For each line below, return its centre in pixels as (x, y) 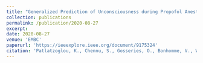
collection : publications (39, 17)
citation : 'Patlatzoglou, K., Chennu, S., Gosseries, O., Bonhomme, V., (100, 51)
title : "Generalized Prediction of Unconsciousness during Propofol (94, 12)
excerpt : (17, 28)
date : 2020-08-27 (28, 34)
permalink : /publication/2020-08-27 (52, 23)
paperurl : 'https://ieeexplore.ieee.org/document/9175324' (82, 46)
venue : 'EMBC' (24, 40)
